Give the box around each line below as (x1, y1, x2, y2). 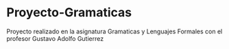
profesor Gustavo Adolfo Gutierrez (6, 34, 104, 42)
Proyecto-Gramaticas (6, 5, 132, 20)
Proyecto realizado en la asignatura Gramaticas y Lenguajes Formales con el (6, 27, 223, 35)
